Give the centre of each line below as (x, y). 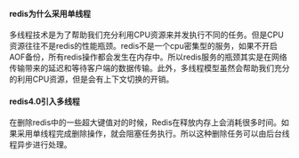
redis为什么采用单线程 (50, 13)
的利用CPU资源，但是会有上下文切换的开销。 (92, 79)
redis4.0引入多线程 (44, 101)
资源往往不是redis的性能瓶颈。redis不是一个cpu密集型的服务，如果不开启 (143, 46)
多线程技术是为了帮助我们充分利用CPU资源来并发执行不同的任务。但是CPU (147, 35)
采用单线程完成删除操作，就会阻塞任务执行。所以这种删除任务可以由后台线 (153, 134)
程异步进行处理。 (40, 145)
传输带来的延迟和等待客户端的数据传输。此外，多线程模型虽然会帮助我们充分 (149, 68)
